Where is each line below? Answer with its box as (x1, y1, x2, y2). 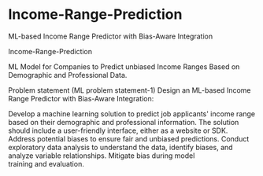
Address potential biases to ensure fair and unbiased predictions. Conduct (8, 134, 250, 143)
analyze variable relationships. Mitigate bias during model (8, 151, 195, 160)
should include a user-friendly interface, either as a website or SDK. (8, 126, 228, 135)
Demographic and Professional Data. (8, 70, 128, 79)
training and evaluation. (8, 159, 84, 168)
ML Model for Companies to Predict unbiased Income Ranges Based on (8, 61, 240, 71)
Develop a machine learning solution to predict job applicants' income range (8, 108, 256, 119)
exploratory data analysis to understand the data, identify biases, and (8, 142, 234, 152)
